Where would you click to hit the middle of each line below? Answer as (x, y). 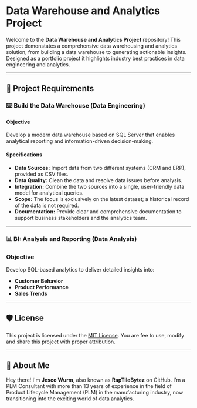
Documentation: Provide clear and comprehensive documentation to (98, 211)
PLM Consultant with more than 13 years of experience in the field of (89, 386)
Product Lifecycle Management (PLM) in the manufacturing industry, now (95, 392)
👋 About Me (28, 366)
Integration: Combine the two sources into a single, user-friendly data (99, 186)
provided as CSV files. (41, 174)
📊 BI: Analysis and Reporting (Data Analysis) (72, 239)
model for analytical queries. (49, 193)
